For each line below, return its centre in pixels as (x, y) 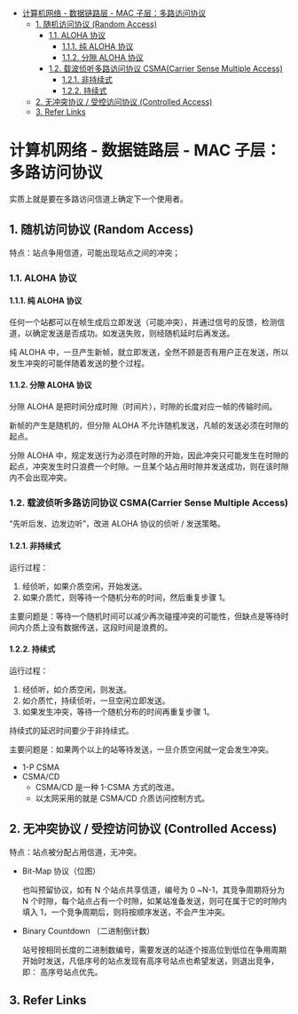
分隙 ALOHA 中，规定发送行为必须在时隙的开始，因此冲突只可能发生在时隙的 (149, 456)
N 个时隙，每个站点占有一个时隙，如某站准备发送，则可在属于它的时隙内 (154, 900)
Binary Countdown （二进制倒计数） (88, 931)
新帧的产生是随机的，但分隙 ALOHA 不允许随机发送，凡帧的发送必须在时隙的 (149, 425)
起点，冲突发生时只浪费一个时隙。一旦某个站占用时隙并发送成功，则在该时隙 (149, 467)
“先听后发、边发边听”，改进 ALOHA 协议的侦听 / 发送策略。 (118, 524)
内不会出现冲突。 (40, 478)
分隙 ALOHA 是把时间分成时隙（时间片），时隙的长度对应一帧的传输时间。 (143, 407)
